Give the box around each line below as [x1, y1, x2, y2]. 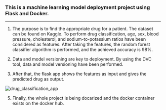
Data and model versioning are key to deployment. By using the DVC [12, 56, 152, 62]
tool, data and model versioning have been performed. [12, 61, 124, 67]
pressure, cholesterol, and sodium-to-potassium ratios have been [12, 36, 146, 42]
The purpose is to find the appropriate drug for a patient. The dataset [12, 26, 153, 32]
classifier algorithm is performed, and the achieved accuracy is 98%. [12, 47, 153, 53]
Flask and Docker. [5, 10, 49, 17]
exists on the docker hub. [12, 100, 64, 107]
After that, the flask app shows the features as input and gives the [12, 71, 147, 77]
